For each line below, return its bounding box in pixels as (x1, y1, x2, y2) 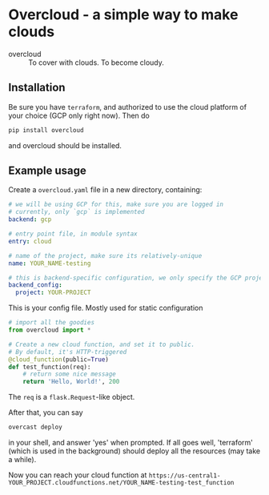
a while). (8, 455, 37, 465)
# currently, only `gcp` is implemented (8, 208, 146, 216)
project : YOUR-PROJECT (15, 288, 91, 297)
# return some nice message (22, 370, 116, 378)
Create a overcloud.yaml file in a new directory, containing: (8, 185, 203, 195)
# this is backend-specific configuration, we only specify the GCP (8, 274, 242, 282)
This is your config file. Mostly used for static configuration (8, 303, 203, 313)
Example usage (8, 164, 86, 178)
